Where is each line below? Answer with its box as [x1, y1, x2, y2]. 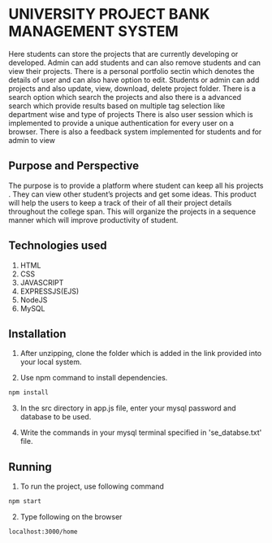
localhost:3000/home [8, 528, 79, 536]
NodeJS [19, 294, 48, 305]
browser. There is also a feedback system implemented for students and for [8, 127, 262, 137]
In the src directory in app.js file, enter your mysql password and [19, 403, 236, 413]
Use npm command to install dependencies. [19, 373, 168, 383]
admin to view [8, 135, 55, 145]
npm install [8, 389, 49, 397]
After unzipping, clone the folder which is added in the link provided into [19, 349, 262, 358]
